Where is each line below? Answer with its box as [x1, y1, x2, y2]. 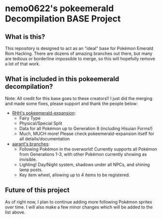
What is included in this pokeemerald [5, 75, 119, 83]
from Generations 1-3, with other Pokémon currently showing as [19, 151, 147, 157]
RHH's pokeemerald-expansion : [12, 110, 76, 116]
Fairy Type [19, 115, 41, 121]
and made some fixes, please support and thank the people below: [5, 101, 138, 106]
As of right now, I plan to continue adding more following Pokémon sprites [5, 199, 152, 204]
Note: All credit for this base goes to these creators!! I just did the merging [5, 95, 153, 101]
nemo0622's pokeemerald [5, 3, 114, 14]
